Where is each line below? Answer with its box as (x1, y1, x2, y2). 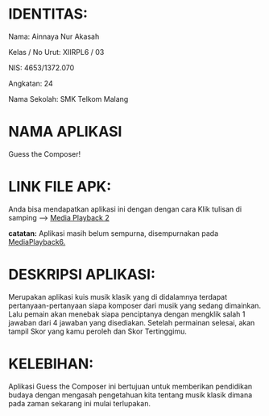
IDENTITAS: (8, 5, 89, 23)
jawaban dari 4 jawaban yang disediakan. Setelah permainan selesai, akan (8, 317, 255, 327)
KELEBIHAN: (8, 355, 94, 372)
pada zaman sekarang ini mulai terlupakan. (8, 398, 151, 408)
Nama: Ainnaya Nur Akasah (8, 32, 100, 41)
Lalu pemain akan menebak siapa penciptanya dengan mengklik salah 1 (8, 309, 246, 319)
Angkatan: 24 (8, 78, 54, 88)
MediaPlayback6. (8, 237, 66, 246)
